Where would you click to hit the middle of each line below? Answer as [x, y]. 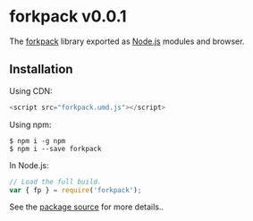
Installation [41, 69]
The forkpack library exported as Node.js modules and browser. [127, 41]
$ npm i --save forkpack [55, 149]
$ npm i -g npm [38, 140]
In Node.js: [29, 165]
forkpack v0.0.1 [68, 17]
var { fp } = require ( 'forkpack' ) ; [76, 190]
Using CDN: [31, 90]
